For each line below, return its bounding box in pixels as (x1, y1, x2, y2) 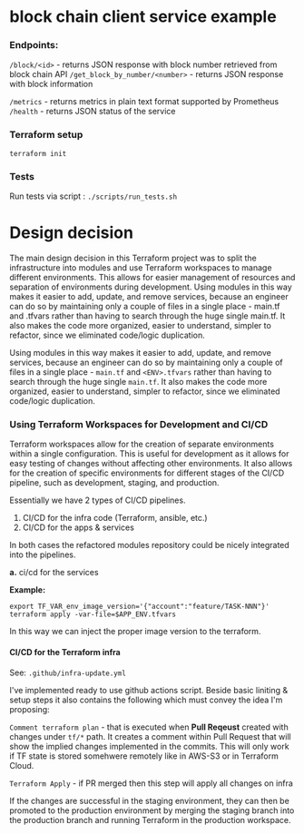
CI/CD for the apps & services (22, 522, 134, 533)
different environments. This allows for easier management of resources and (9, 272, 296, 283)
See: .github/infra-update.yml (9, 667, 127, 678)
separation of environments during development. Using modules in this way (9, 281, 292, 292)
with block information (9, 79, 93, 90)
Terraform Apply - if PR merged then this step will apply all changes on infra (9, 778, 293, 789)
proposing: (9, 703, 50, 714)
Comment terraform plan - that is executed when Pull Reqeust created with (9, 721, 289, 732)
